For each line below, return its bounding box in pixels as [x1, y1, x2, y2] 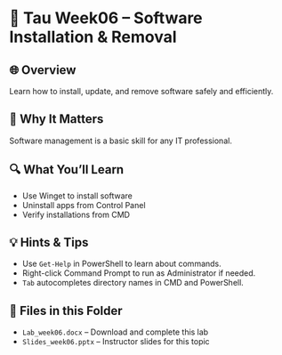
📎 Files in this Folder [9, 303, 123, 319]
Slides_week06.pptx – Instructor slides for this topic [21, 336, 211, 347]
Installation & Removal [9, 27, 177, 47]
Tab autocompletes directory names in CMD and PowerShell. [21, 278, 245, 288]
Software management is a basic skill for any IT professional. [9, 135, 233, 146]
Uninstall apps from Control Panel [21, 199, 146, 210]
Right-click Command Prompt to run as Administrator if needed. [21, 268, 256, 278]
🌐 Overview [9, 62, 77, 77]
